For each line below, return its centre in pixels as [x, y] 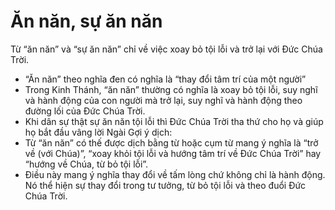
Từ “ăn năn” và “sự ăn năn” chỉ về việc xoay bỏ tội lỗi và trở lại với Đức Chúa [166, 49]
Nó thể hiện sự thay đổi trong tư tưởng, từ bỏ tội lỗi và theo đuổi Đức [165, 185]
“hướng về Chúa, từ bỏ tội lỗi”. [86, 164]
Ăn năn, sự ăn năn [86, 21]
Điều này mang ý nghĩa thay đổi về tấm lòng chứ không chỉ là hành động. [175, 174]
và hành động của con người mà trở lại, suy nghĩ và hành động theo [163, 100]
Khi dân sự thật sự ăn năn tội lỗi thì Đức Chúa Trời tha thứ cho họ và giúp [174, 121]
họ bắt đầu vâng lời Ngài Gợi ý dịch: [98, 132]
